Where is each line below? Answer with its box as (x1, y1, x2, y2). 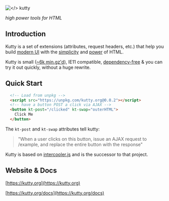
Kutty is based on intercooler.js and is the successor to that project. (5, 151, 148, 157)
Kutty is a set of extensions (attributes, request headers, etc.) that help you (5, 43, 164, 49)
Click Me (14, 112, 33, 117)
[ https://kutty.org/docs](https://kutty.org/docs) (5, 190, 104, 196)
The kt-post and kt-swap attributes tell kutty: (5, 126, 100, 132)
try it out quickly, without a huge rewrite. (5, 64, 91, 70)
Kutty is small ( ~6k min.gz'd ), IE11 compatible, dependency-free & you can (5, 59, 163, 65)
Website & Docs (5, 166, 58, 175)
